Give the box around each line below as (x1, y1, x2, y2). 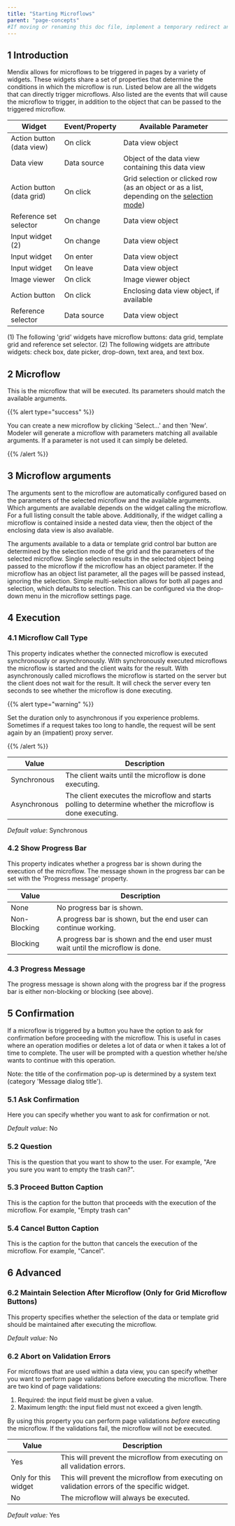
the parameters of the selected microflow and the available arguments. (7, 496, 212, 505)
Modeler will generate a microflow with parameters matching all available (7, 429, 218, 437)
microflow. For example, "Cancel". (7, 1247, 106, 1255)
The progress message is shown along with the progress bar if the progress (7, 980, 226, 988)
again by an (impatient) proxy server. (7, 728, 113, 737)
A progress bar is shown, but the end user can (56, 914, 208, 924)
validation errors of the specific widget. (60, 1482, 190, 1492)
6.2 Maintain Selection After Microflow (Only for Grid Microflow (7, 1288, 227, 1297)
